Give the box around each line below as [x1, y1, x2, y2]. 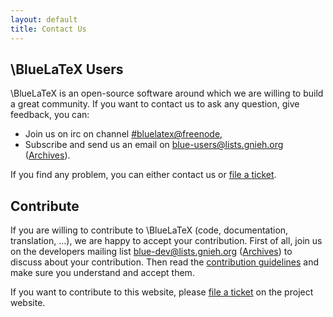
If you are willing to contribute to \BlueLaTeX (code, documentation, [10, 224, 289, 236]
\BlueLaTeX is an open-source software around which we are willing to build [10, 87, 324, 100]
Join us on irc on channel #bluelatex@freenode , [24, 128, 223, 140]
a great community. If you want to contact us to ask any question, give [10, 98, 300, 110]
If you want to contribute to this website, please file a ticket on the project [10, 286, 314, 298]
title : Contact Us [10, 24, 87, 34]
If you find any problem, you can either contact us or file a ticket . [10, 169, 277, 181]
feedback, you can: [10, 109, 90, 121]
